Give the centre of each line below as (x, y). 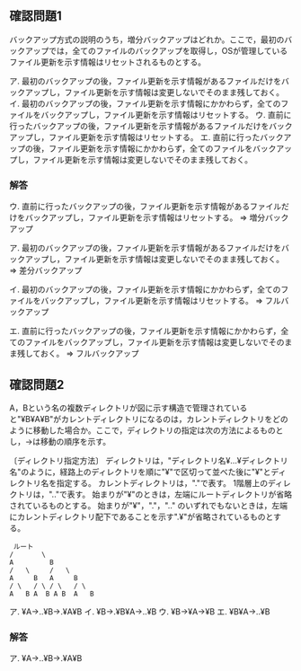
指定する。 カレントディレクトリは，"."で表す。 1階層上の (162, 482)
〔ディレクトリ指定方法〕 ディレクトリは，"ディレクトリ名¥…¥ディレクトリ (149, 460)
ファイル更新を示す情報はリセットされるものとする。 (108, 62)
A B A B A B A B (52, 594)
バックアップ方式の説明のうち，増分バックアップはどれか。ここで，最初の (147, 40)
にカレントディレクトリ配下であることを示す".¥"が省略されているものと (142, 516)
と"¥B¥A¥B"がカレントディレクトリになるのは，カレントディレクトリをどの (149, 419)
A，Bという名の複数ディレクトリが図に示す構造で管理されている (128, 408)
